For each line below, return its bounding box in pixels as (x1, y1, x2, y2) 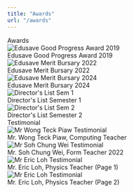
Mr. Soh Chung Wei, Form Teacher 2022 (7, 148, 124, 157)
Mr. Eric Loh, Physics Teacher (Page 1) (7, 163, 119, 171)
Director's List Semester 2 (7, 110, 83, 119)
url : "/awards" (7, 17, 52, 24)
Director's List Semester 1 (7, 95, 82, 104)
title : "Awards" (7, 10, 55, 18)
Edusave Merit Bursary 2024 (7, 81, 91, 89)
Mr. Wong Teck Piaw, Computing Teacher (7, 133, 127, 141)
